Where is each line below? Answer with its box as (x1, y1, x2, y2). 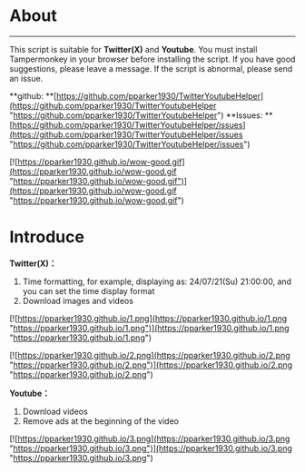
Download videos (22, 406, 88, 417)
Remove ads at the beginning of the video (22, 415, 180, 427)
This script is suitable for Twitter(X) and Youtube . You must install (9, 44, 258, 54)
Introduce (9, 227, 84, 248)
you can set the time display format (22, 285, 155, 296)
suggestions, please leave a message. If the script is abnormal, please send (9, 63, 293, 74)
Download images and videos (22, 295, 134, 306)
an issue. (9, 73, 44, 84)
